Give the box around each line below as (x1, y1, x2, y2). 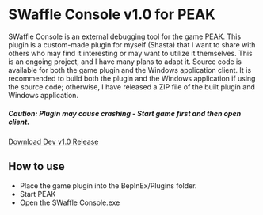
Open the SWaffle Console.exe (19, 198, 120, 207)
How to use (8, 160, 65, 173)
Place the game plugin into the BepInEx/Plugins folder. (19, 180, 197, 190)
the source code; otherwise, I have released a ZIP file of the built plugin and (8, 81, 256, 92)
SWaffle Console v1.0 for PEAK (8, 6, 215, 24)
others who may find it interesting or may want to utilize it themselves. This (8, 48, 253, 58)
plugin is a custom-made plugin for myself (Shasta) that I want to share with (8, 40, 256, 49)
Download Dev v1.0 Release (8, 137, 99, 146)
